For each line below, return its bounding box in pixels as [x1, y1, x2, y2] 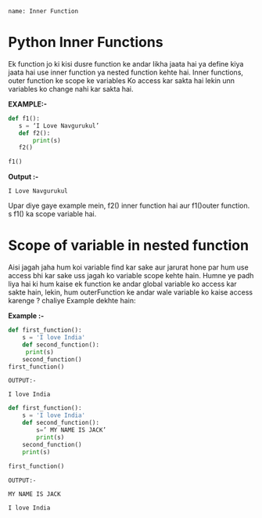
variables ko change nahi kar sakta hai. [8, 84, 135, 93]
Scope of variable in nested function [8, 237, 249, 255]
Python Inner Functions [8, 34, 163, 51]
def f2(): [18, 129, 51, 137]
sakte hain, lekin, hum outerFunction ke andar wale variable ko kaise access [8, 288, 253, 297]
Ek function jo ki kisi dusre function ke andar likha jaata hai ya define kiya [8, 59, 244, 68]
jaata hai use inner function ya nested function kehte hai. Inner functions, [8, 67, 244, 77]
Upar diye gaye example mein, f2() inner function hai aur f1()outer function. [8, 201, 250, 211]
